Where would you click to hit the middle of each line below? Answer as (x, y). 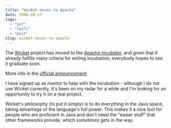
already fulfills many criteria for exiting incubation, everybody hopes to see (84, 58)
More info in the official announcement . (47, 73)
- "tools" (20, 29)
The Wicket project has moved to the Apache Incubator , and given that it (82, 53)
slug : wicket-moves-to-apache (38, 39)
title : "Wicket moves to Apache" (41, 10)
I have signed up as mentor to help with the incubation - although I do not (82, 83)
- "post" (19, 34)
